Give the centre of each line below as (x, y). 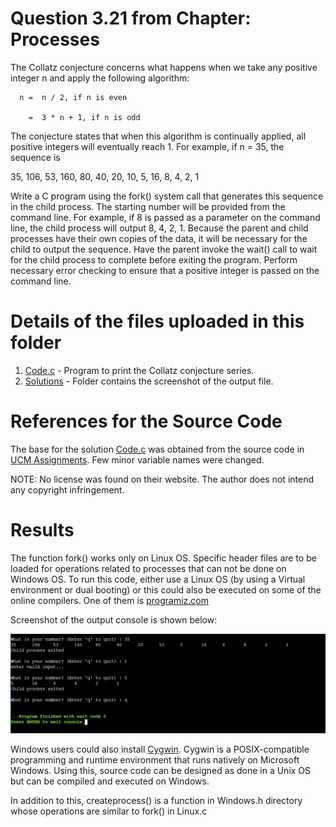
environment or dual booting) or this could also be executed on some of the (166, 589)
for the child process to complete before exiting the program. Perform (154, 259)
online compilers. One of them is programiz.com (109, 600)
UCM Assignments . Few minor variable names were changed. (137, 459)
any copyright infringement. (67, 489)
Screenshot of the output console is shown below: (114, 619)
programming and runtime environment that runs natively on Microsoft (155, 760)
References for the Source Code (146, 421)
